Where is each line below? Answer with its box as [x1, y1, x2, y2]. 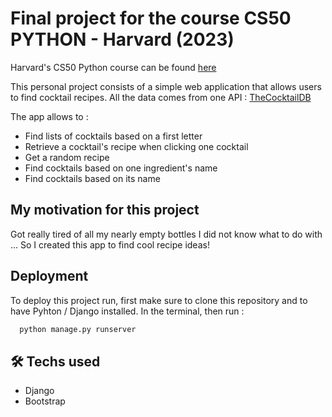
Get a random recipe [24, 151, 110, 163]
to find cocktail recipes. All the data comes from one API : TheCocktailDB [10, 91, 312, 103]
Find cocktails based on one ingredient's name [24, 162, 218, 174]
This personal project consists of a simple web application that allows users [10, 80, 322, 92]
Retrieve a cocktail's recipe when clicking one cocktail [24, 140, 249, 152]
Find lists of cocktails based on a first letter [24, 130, 203, 142]
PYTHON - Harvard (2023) [10, 28, 235, 51]
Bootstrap [24, 395, 66, 407]
